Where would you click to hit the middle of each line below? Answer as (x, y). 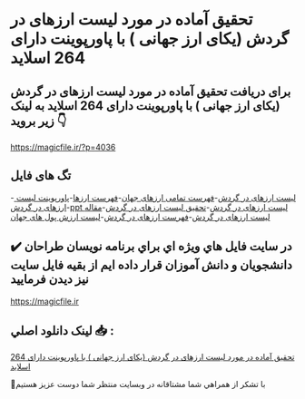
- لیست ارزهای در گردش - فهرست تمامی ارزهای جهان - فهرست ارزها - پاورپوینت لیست (153, 197)
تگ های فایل (41, 175)
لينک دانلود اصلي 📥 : (62, 331)
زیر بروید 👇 (39, 121)
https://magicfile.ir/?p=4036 (63, 147)
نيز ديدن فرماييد (49, 280)
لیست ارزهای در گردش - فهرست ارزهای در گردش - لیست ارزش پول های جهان (140, 217)
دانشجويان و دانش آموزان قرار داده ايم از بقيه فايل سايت (152, 265)
